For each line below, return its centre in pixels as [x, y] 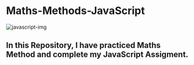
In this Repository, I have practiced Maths [84, 45]
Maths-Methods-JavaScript [76, 11]
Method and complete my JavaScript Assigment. [97, 55]
